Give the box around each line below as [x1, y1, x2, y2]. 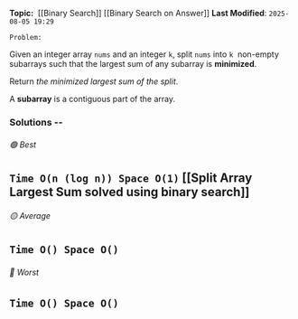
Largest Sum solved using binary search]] [9, 184, 250, 200]
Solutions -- [9, 116, 63, 128]
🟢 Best [9, 139, 37, 150]
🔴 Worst [9, 267, 39, 277]
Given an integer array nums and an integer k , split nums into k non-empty [9, 49, 280, 60]
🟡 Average [9, 210, 51, 220]
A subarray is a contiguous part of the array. [9, 94, 176, 104]
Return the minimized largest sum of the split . [9, 76, 179, 87]
